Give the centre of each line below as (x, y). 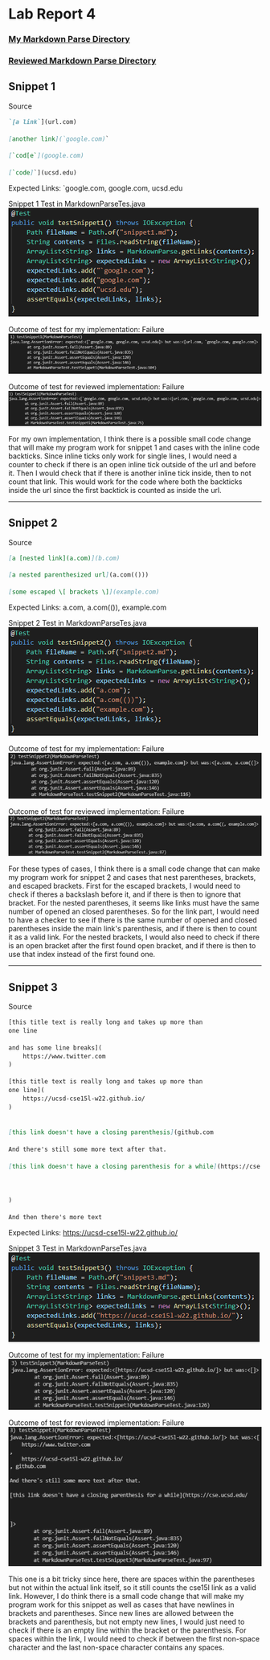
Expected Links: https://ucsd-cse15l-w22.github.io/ (93, 1233)
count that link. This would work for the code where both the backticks (125, 481)
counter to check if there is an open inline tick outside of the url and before (132, 464)
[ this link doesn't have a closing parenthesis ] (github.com (111, 1132)
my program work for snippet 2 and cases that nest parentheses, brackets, (132, 877)
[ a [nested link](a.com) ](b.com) (64, 558)
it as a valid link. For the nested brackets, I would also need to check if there (134, 937)
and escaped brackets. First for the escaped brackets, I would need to (125, 886)
